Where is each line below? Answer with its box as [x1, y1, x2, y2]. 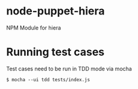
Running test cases [6, 45, 105, 59]
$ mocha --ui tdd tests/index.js [6, 76, 90, 82]
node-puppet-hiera [6, 4, 105, 18]
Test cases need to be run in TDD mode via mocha [6, 65, 133, 72]
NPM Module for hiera [6, 24, 61, 31]
